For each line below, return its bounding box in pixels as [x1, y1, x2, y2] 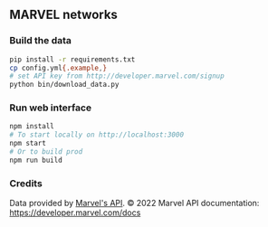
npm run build [9, 156, 63, 165]
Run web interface [9, 101, 92, 114]
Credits [9, 176, 43, 189]
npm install [9, 122, 54, 131]
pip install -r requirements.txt [9, 54, 136, 64]
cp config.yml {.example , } [9, 63, 107, 72]
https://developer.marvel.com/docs [9, 207, 141, 218]
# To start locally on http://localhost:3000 [9, 130, 184, 139]
